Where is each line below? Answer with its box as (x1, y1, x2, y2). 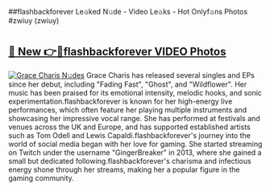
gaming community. (8, 173, 74, 183)
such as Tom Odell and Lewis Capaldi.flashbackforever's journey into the (8, 130, 251, 140)
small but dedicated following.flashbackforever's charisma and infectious (8, 156, 251, 165)
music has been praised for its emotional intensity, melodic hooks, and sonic (8, 87, 262, 97)
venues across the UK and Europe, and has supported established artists (8, 122, 251, 132)
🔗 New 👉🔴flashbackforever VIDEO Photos (8, 45, 226, 59)
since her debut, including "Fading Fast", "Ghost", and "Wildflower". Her (8, 79, 247, 89)
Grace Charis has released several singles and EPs (85, 70, 255, 79)
